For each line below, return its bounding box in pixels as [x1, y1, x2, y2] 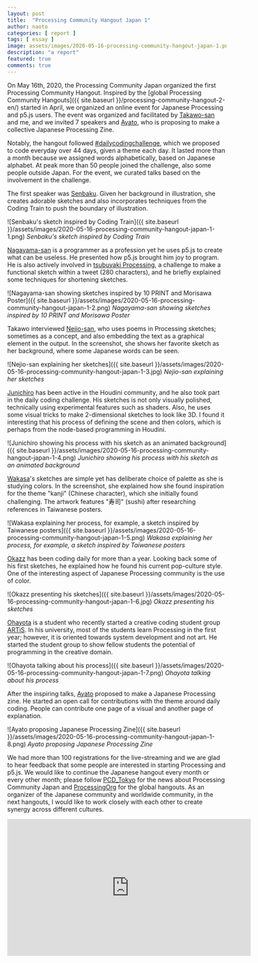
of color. [7, 576, 31, 585]
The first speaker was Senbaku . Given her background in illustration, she [7, 189, 216, 197]
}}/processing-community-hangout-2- [115, 95, 226, 104]
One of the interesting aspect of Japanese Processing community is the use [7, 569, 225, 577]
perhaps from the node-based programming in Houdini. [7, 425, 167, 433]
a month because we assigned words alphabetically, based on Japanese [7, 154, 216, 162]
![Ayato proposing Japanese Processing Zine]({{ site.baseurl [7, 725, 181, 734]
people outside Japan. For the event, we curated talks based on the [7, 168, 201, 177]
